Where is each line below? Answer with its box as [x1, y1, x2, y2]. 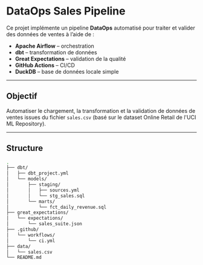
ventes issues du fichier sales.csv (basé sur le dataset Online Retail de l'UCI [6, 113, 196, 121]
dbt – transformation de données [14, 48, 98, 56]
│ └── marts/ [6, 198, 56, 205]
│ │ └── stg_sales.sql [6, 193, 85, 199]
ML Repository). [6, 120, 47, 127]
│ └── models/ [6, 176, 47, 182]
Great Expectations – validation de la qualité [14, 55, 126, 62]
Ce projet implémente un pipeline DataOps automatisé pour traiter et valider [6, 24, 195, 31]
